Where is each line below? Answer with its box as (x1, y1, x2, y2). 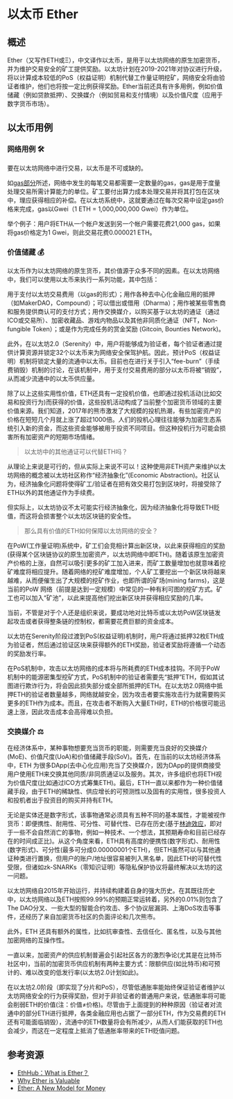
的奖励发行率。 (7, 649, 50, 658)
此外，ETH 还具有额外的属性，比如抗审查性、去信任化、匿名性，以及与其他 (7, 927, 222, 936)
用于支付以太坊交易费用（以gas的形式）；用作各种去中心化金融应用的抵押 (7, 290, 215, 298)
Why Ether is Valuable (17, 1077, 80, 1085)
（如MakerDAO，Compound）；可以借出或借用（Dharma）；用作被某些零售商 (7, 299, 226, 307)
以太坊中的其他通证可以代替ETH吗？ (24, 447, 128, 456)
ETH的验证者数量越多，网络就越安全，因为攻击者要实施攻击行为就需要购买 (12, 690, 226, 698)
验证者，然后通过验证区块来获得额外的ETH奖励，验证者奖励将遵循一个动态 (12, 640, 226, 649)
